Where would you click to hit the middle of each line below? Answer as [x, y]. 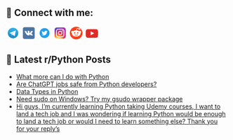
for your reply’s [38, 128]
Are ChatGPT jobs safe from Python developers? [86, 84]
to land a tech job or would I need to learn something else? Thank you [117, 121]
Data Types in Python [47, 91]
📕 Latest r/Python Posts [59, 60]
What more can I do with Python [62, 76]
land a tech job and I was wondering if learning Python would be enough [121, 113]
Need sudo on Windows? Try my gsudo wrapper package [99, 99]
